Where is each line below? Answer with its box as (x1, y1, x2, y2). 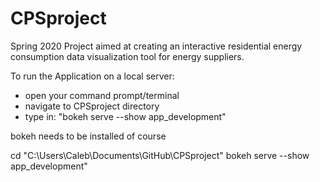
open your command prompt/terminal (24, 89, 180, 101)
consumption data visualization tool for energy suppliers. (10, 50, 245, 62)
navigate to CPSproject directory (24, 100, 160, 112)
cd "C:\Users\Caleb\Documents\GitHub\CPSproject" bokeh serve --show (10, 149, 310, 161)
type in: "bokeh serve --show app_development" (24, 110, 227, 122)
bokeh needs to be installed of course (10, 130, 167, 142)
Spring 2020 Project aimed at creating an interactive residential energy (10, 40, 303, 52)
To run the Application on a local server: (10, 70, 175, 82)
